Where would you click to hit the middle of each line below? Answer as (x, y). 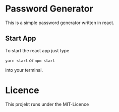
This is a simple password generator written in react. (60, 23)
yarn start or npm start (30, 60)
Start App (21, 38)
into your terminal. (24, 70)
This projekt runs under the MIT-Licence (47, 104)
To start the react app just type (37, 50)
